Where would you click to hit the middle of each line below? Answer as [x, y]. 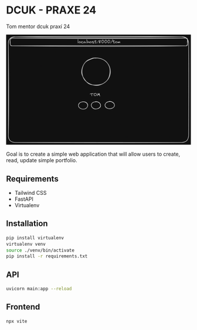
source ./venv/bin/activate [40, 250]
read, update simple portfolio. [42, 160]
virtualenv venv [26, 244]
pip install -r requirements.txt [47, 256]
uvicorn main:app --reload [39, 289]
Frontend [23, 307]
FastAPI [24, 199]
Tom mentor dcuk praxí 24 [38, 26]
